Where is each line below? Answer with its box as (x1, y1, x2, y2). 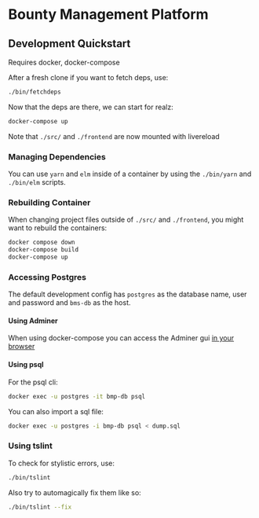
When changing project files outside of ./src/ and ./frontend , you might (8, 215, 244, 225)
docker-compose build (8, 246, 79, 254)
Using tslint (8, 440, 53, 451)
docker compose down (8, 238, 76, 247)
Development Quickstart (8, 37, 131, 50)
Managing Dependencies (8, 151, 106, 162)
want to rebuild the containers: (8, 223, 108, 233)
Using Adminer (8, 316, 59, 325)
